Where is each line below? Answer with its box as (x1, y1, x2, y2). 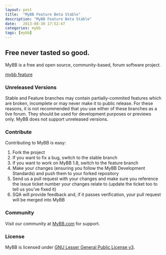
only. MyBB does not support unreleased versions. (5, 116, 109, 122)
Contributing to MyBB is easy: (5, 140, 66, 146)
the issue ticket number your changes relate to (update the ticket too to (12, 181, 158, 187)
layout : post (5, 7, 32, 12)
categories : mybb (5, 26, 41, 31)
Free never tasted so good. (5, 49, 90, 57)
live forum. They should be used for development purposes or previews (5, 111, 152, 117)
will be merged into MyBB (12, 197, 65, 203)
